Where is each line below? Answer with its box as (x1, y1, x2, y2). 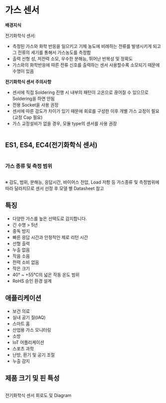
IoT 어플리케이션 (12, 339, 45, 345)
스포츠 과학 (12, 345, 34, 352)
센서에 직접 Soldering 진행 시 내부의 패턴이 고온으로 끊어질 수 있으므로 (12, 89, 149, 95)
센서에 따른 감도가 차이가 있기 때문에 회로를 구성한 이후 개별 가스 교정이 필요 (12, 108, 160, 114)
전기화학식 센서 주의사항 (5, 78, 52, 85)
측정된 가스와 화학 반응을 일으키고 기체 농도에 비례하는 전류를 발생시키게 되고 (12, 43, 162, 49)
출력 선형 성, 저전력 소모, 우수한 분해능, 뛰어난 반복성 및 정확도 (12, 55, 133, 61)
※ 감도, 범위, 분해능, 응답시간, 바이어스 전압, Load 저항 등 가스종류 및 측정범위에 (5, 179, 160, 185)
